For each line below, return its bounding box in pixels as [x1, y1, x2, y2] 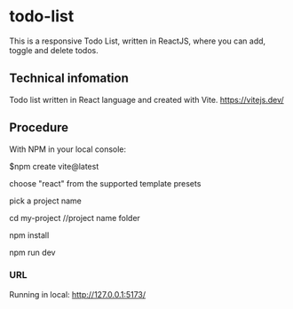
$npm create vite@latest [9, 161, 99, 171]
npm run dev [9, 247, 56, 257]
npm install [9, 229, 50, 241]
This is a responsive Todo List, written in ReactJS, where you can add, [9, 36, 266, 46]
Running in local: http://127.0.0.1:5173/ [9, 289, 146, 299]
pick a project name [9, 195, 83, 206]
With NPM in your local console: [9, 144, 127, 154]
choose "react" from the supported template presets [9, 178, 202, 188]
